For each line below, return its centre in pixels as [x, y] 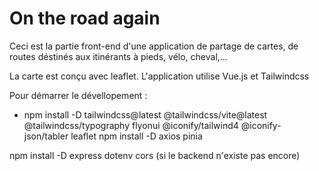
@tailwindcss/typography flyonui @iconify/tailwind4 [131, 125]
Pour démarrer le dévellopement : [78, 95]
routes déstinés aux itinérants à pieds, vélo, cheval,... [118, 56]
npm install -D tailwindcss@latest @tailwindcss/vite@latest [145, 114]
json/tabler [46, 136]
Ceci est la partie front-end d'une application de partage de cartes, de [154, 46]
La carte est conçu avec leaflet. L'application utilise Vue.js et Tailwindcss [159, 76]
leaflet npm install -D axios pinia [136, 136]
